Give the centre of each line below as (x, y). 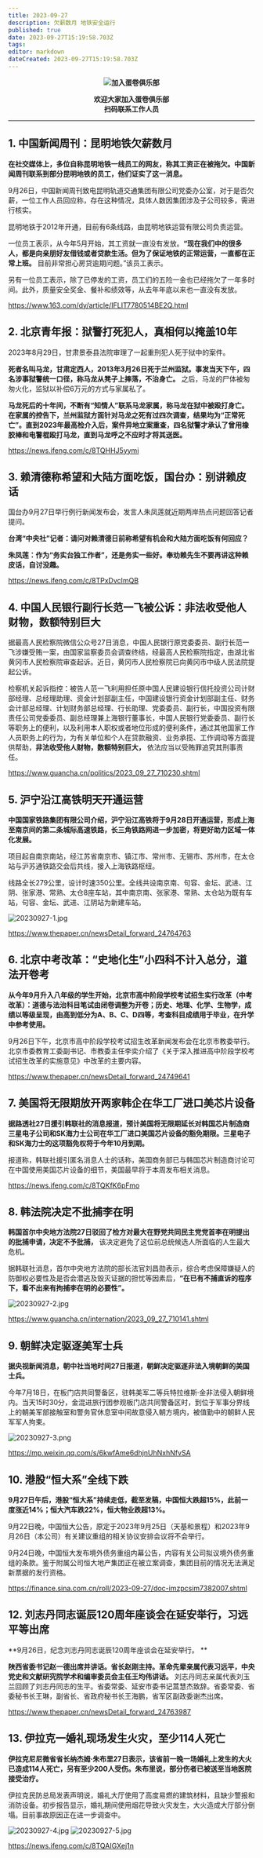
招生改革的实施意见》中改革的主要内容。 (80, 1060)
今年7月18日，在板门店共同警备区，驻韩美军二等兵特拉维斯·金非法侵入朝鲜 (128, 1393)
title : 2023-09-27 (38, 15)
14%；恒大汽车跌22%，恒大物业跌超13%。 (99, 1509)
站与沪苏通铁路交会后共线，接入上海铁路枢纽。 (83, 866)
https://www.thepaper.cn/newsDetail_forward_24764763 (100, 933)
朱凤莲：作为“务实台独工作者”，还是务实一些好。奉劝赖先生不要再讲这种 (125, 555)
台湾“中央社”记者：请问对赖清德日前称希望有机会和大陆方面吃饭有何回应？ (128, 538)
